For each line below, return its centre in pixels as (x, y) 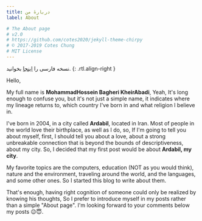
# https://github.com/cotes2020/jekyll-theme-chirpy (75, 40)
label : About (23, 18)
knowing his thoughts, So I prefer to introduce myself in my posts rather (96, 198)
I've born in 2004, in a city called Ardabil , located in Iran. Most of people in (100, 123)
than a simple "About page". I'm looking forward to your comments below (98, 205)
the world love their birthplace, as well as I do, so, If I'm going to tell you (96, 130)
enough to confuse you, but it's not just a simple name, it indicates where (98, 99)
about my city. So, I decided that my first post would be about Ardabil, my (99, 149)
